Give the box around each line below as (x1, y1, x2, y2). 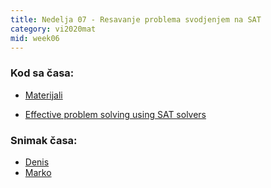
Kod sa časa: (10, 66, 75, 80)
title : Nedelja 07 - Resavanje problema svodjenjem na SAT (10, 14, 262, 25)
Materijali (24, 89, 63, 101)
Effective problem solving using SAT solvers (24, 108, 207, 120)
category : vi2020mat (10, 24, 97, 34)
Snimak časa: (10, 133, 78, 147)
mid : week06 (10, 33, 60, 43)
